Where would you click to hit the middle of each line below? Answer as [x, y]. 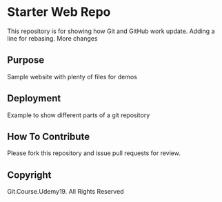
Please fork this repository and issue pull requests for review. [94, 153]
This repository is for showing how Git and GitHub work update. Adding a [111, 31]
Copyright [29, 175]
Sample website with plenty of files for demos [72, 77]
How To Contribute [49, 136]
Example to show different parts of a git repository [79, 115]
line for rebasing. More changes [52, 38]
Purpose [26, 60]
